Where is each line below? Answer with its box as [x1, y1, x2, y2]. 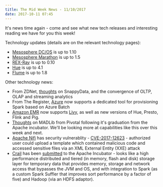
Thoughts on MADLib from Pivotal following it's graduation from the [12, 119, 148, 125]
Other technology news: [5, 79, 54, 85]
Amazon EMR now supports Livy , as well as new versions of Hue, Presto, [12, 109, 158, 115]
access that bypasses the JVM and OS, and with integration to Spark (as [12, 166, 158, 171]
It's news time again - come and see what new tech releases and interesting [5, 25, 158, 31]
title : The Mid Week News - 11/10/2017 [5, 7, 86, 12]
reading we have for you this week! [5, 30, 75, 36]
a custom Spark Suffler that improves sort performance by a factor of [12, 171, 152, 177]
